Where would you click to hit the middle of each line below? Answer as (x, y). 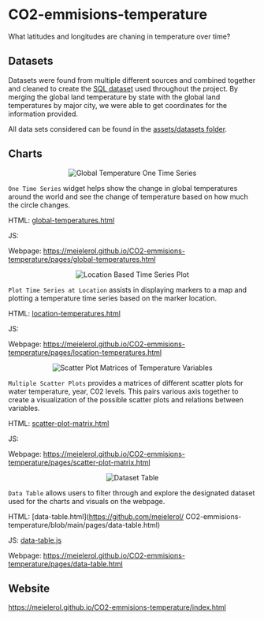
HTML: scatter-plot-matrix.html (59, 423)
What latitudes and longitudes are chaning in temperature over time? (119, 36)
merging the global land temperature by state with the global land (114, 97)
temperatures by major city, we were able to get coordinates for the (117, 105)
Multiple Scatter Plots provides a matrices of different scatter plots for (126, 383)
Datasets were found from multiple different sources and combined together (132, 80)
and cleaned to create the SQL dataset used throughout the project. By (123, 88)
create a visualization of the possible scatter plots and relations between (126, 399)
